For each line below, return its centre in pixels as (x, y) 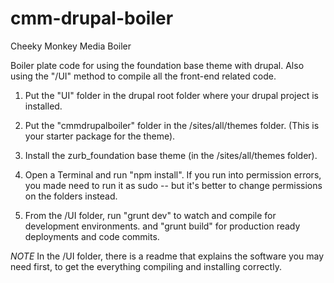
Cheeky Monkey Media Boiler (71, 46)
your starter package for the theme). (100, 136)
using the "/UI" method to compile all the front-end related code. (143, 76)
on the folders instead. (71, 196)
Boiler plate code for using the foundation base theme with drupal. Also (157, 65)
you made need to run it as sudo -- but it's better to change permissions (173, 185)
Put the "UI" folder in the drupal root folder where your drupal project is (171, 95)
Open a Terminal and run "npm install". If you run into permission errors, (173, 174)
